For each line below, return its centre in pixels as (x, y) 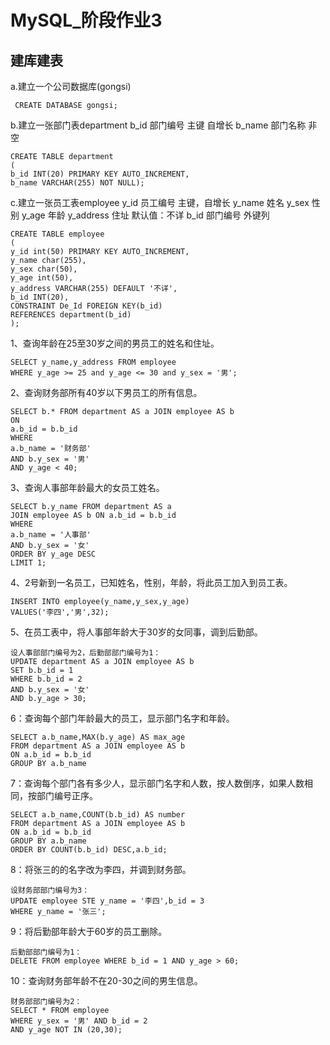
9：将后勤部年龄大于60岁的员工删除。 (89, 931)
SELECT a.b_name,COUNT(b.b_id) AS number (98, 815)
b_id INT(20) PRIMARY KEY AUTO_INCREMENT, (100, 174)
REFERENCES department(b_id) (71, 315)
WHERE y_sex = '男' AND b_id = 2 (79, 1021)
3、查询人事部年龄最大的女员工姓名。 (87, 487)
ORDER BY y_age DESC (53, 554)
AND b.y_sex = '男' (50, 459)
